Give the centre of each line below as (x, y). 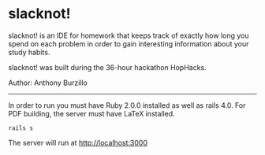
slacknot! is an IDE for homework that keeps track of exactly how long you (129, 35)
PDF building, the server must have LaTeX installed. (91, 113)
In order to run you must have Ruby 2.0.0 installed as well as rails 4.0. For (127, 105)
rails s (21, 128)
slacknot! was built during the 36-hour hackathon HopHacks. (107, 67)
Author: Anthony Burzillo (48, 83)
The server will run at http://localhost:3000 (78, 142)
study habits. (29, 52)
